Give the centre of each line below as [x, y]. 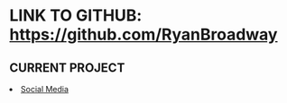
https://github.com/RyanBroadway [143, 34]
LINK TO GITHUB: [76, 16]
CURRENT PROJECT [67, 68]
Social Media [45, 89]
